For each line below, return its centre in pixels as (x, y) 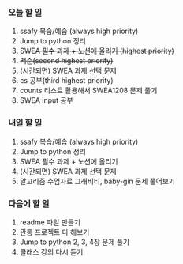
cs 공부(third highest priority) (66, 81)
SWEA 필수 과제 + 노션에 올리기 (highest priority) (97, 51)
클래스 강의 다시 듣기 (51, 251)
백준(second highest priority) (66, 61)
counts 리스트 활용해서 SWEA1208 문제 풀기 (88, 91)
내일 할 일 (25, 123)
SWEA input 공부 (46, 100)
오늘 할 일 (25, 12)
